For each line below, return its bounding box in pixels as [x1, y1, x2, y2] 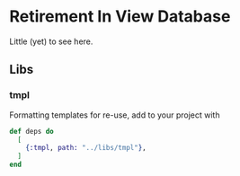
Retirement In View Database [9, 6, 231, 27]
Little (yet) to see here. [9, 36, 93, 47]
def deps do [9, 127, 54, 136]
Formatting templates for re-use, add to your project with [9, 110, 220, 120]
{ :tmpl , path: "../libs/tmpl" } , [25, 144, 147, 153]
